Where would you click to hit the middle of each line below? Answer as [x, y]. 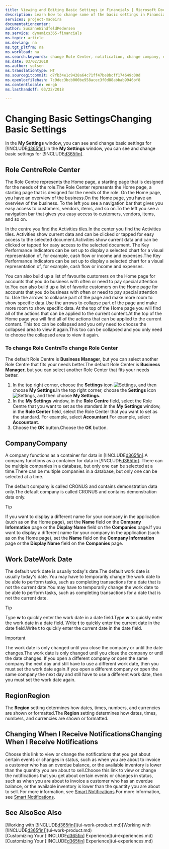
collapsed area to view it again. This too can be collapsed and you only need [84, 329]
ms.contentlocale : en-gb [31, 84]
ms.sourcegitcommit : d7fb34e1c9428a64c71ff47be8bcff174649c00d [73, 75]
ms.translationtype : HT [30, 71]
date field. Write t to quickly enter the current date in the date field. [74, 628]
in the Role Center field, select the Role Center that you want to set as [85, 411]
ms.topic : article [24, 38]
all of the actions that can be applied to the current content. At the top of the [83, 314]
